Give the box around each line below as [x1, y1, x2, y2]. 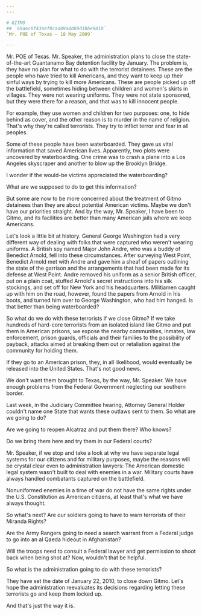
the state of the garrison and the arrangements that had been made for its [6, 264, 190, 272]
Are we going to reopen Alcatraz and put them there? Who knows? [6, 426, 172, 433]
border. [6, 389, 25, 397]
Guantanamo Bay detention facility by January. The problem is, [32, 59, 189, 67]
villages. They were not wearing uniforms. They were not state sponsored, [6, 91, 191, 99]
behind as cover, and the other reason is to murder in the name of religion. [6, 116, 191, 123]
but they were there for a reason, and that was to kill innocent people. [6, 98, 179, 105]
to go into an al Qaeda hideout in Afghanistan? [6, 536, 121, 543]
